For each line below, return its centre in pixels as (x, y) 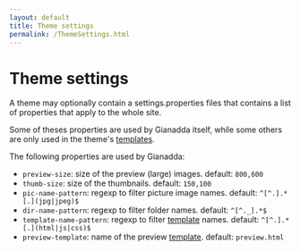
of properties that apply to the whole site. (86, 113)
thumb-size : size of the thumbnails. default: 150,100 (117, 183)
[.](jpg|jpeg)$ (51, 202)
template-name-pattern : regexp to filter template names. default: (141, 220)
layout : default (39, 17)
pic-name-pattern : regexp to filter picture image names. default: (140, 193)
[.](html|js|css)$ (56, 229)
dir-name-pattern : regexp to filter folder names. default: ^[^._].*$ (144, 210)
